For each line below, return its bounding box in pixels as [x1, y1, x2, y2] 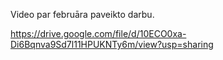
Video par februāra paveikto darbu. [10, 9, 155, 20]
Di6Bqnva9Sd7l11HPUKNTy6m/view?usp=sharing [10, 39, 214, 50]
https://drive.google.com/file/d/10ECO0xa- [10, 28, 187, 39]
